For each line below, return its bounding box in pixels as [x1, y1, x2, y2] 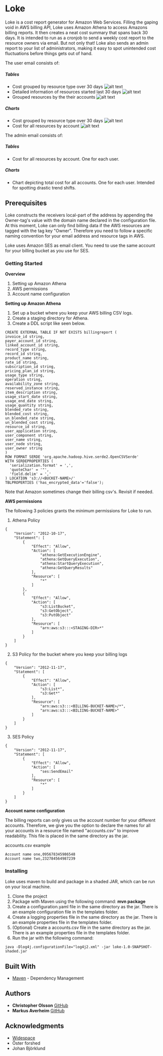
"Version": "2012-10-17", [14, 531, 67, 536]
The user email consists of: [5, 60, 60, 66]
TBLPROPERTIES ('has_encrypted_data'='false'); [5, 480, 104, 485]
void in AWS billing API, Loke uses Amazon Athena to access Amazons [5, 24, 148, 30]
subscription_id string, [5, 364, 56, 369]
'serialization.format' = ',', [9, 463, 73, 468]
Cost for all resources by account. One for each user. [12, 156, 119, 162]
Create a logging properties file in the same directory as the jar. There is [12, 914, 158, 920]
